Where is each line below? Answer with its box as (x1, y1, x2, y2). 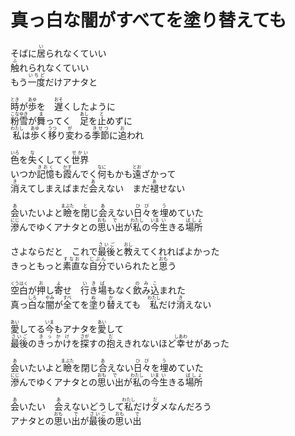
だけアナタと (44, 76, 98, 88)
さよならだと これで (10, 245, 98, 257)
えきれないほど (114, 337, 177, 349)
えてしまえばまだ (19, 182, 90, 194)
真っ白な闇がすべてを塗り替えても (10, 9, 287, 32)
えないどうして (63, 400, 125, 412)
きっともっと (10, 259, 63, 271)
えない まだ (97, 182, 151, 194)
